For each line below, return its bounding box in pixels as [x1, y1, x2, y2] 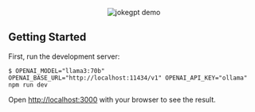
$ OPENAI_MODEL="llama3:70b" [8, 67, 105, 75]
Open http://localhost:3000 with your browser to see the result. [8, 95, 217, 104]
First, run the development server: [8, 52, 120, 61]
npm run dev [8, 80, 48, 89]
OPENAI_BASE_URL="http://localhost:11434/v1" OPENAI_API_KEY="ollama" [8, 74, 248, 82]
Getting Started [8, 30, 87, 44]
